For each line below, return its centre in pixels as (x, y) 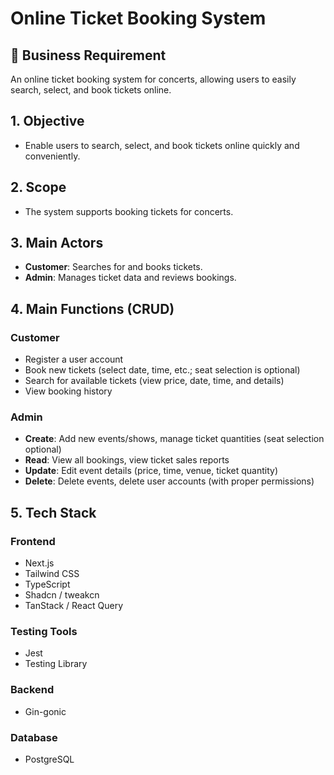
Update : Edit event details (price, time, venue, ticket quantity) (151, 471)
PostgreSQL (49, 759)
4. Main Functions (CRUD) (92, 308)
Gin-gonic (45, 711)
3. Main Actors (57, 243)
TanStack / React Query (74, 606)
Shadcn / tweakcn (62, 595)
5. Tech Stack (53, 512)
